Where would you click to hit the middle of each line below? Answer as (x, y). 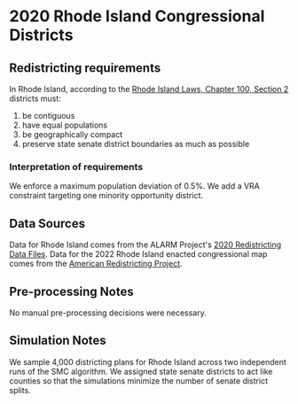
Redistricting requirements (85, 68)
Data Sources (47, 223)
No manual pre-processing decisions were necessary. (108, 313)
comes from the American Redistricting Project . (96, 264)
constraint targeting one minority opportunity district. (106, 196)
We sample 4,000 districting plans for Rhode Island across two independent (148, 361)
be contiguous (48, 116)
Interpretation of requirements (76, 167)
